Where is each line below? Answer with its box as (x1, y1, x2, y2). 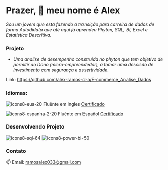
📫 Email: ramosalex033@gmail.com (6, 159, 81, 165)
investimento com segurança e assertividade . (13, 67, 109, 73)
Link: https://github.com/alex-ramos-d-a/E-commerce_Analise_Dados (6, 77, 151, 83)
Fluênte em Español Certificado (58, 111, 123, 117)
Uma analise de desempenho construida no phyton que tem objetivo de (13, 56, 163, 62)
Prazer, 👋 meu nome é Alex (6, 5, 120, 16)
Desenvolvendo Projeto (6, 123, 65, 131)
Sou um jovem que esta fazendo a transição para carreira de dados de (6, 21, 155, 27)
